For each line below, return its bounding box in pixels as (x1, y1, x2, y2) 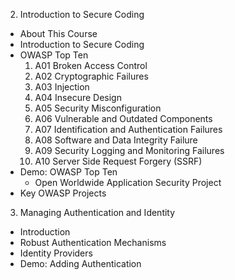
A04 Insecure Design (34, 92, 122, 103)
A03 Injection (34, 81, 90, 93)
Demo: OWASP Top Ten (19, 166, 118, 178)
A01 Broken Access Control (34, 60, 148, 71)
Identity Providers (19, 247, 93, 259)
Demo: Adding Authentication (19, 258, 142, 269)
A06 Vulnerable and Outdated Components (34, 113, 213, 124)
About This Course (19, 28, 98, 39)
